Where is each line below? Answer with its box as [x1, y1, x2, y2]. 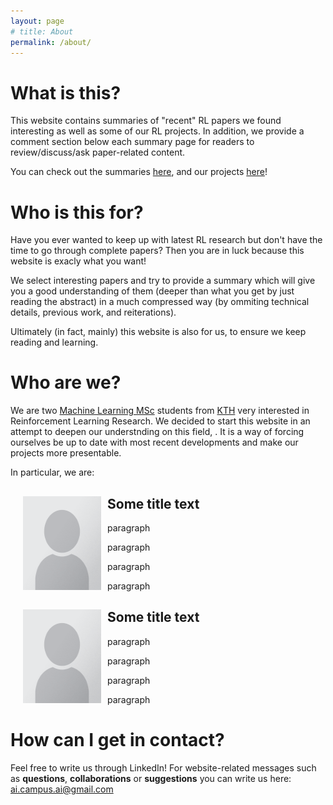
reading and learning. [10, 336, 99, 349]
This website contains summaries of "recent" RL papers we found [10, 115, 282, 127]
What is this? [10, 81, 122, 104]
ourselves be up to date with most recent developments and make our [10, 436, 299, 449]
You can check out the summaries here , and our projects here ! [10, 166, 268, 178]
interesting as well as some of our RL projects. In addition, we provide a [10, 125, 305, 137]
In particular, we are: [10, 466, 95, 479]
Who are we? [10, 371, 122, 394]
